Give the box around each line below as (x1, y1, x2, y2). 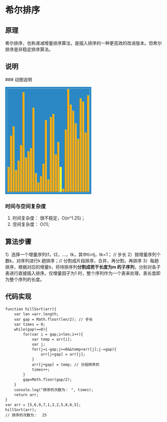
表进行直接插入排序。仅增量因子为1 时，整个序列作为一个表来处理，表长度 (5, 270, 157, 276)
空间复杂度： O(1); (12, 221, 50, 227)
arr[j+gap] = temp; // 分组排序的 (31, 362, 99, 367)
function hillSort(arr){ (5, 306, 57, 312)
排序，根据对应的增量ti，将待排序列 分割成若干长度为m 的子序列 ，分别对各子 (5, 264, 161, 270)
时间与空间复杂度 (5, 203, 46, 210)
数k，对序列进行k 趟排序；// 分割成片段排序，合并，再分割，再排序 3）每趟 (5, 257, 159, 263)
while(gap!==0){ (14, 327, 48, 332)
